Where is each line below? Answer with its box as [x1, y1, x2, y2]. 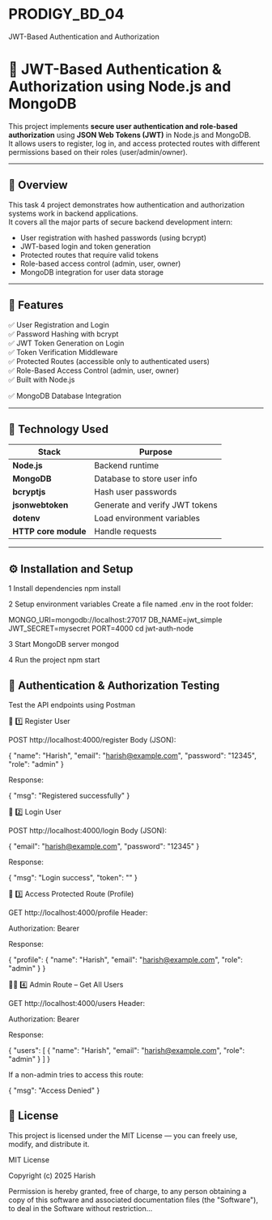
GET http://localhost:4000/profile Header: [8, 907, 148, 917]
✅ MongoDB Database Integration [8, 391, 121, 400]
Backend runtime [94, 460, 159, 471]
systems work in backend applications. [8, 208, 138, 218]
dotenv [12, 512, 40, 524]
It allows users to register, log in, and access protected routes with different [8, 139, 261, 148]
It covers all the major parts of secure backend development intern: [8, 216, 233, 227]
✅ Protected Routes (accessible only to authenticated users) [8, 356, 210, 366]
